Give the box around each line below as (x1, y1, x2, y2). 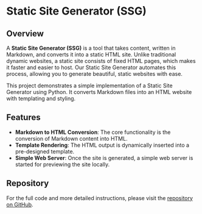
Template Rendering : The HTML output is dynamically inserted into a (15, 141, 190, 149)
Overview (6, 28, 44, 39)
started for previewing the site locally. (15, 161, 110, 168)
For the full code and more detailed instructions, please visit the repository (6, 194, 193, 201)
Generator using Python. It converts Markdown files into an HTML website (6, 89, 192, 95)
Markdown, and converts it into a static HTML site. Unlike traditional (6, 51, 176, 58)
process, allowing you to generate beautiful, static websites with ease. (6, 70, 183, 77)
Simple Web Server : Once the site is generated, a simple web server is (15, 154, 193, 161)
